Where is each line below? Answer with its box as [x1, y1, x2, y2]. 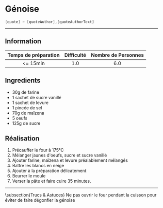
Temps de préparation [7, 52, 60, 58]
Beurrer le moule [12, 173, 46, 179]
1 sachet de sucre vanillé [12, 94, 62, 100]
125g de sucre [12, 120, 41, 126]
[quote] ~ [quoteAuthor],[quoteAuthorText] [5, 19, 95, 24]
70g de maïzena [12, 110, 45, 116]
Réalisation [5, 134, 40, 142]
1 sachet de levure [12, 100, 49, 105]
